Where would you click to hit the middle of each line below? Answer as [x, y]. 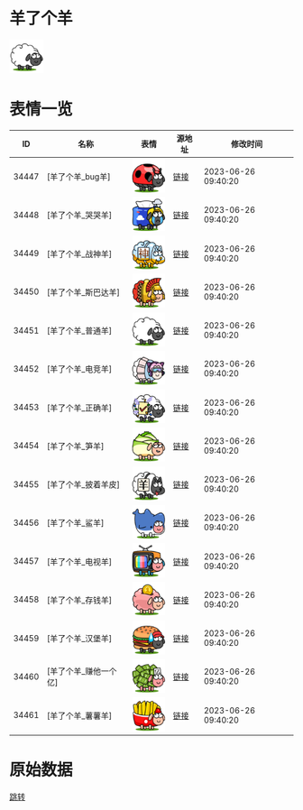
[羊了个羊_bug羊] [78, 177]
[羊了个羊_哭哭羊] [79, 215]
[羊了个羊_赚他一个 [82, 671]
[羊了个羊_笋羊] [75, 446]
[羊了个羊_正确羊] [79, 408]
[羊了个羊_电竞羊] [79, 369]
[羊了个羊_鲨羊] [75, 523]
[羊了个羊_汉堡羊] [79, 639]
